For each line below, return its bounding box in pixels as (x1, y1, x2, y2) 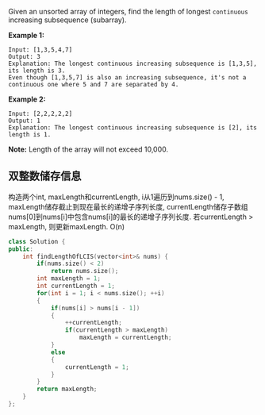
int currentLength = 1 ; (36, 282, 115, 290)
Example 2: (8, 94, 46, 104)
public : (8, 245, 34, 253)
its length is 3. (8, 67, 66, 75)
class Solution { (8, 237, 66, 245)
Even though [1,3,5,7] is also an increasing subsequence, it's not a (8, 74, 247, 82)
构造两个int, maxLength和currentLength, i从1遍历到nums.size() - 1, (8, 192, 225, 202)
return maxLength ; (36, 385, 98, 394)
